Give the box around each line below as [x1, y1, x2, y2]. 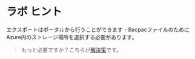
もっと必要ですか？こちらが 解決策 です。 [21, 46, 122, 54]
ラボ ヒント [6, 5, 62, 19]
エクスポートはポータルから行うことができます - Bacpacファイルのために [6, 26, 190, 33]
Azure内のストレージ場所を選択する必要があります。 [6, 33, 137, 40]
